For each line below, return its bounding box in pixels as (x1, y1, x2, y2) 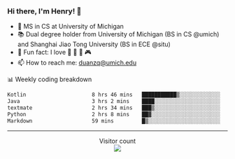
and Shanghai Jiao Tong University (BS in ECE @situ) (17, 40, 171, 48)
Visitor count (99, 137, 136, 145)
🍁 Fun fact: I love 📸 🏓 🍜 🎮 (17, 48, 92, 57)
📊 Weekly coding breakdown (7, 75, 92, 83)
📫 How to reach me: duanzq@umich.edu (17, 59, 137, 67)
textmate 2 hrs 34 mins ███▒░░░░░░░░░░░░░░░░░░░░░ (7, 104, 220, 111)
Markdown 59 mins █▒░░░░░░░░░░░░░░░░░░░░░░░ (7, 117, 220, 125)
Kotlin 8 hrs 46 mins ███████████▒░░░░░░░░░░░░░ (7, 91, 220, 99)
